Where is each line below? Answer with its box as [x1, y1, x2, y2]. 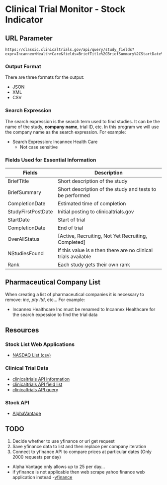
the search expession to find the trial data [12, 312, 98, 318]
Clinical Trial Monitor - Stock [5, 3, 126, 15]
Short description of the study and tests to [58, 185, 157, 192]
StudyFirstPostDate [7, 208, 53, 215]
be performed [58, 192, 90, 199]
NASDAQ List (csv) [12, 352, 51, 358]
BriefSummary [7, 188, 41, 195]
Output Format [5, 63, 41, 70]
